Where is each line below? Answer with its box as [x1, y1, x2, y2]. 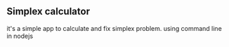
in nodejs [6, 32, 33, 40]
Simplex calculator [6, 6, 91, 18]
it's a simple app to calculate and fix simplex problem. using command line [6, 24, 222, 32]
